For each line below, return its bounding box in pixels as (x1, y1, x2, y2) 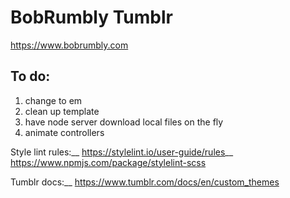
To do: (10, 68, 51, 85)
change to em (24, 94, 83, 106)
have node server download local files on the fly (24, 116, 224, 128)
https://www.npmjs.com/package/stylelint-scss (10, 156, 207, 168)
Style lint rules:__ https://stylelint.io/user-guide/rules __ (10, 146, 234, 158)
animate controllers (24, 126, 105, 138)
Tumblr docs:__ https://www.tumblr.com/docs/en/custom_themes (10, 176, 280, 188)
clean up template (24, 105, 100, 117)
